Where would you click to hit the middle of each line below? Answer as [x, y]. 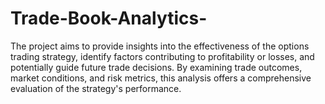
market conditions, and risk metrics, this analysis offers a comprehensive [161, 78]
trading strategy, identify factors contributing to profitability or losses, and [162, 56]
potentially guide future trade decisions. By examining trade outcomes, [156, 67]
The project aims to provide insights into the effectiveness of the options [160, 46]
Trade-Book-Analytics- [109, 18]
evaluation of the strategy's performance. [96, 88]
